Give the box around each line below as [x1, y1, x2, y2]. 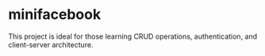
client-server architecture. [8, 39, 94, 49]
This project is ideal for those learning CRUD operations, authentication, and [8, 32, 258, 41]
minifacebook [8, 6, 102, 24]
